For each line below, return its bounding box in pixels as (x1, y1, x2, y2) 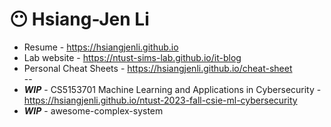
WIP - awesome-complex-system (23, 104, 164, 117)
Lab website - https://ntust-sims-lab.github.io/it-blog (23, 51, 242, 63)
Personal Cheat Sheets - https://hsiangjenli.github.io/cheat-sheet (23, 62, 293, 74)
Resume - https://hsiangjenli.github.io (23, 41, 179, 53)
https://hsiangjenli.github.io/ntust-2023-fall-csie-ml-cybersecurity (23, 94, 298, 106)
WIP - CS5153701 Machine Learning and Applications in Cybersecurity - (23, 83, 322, 95)
